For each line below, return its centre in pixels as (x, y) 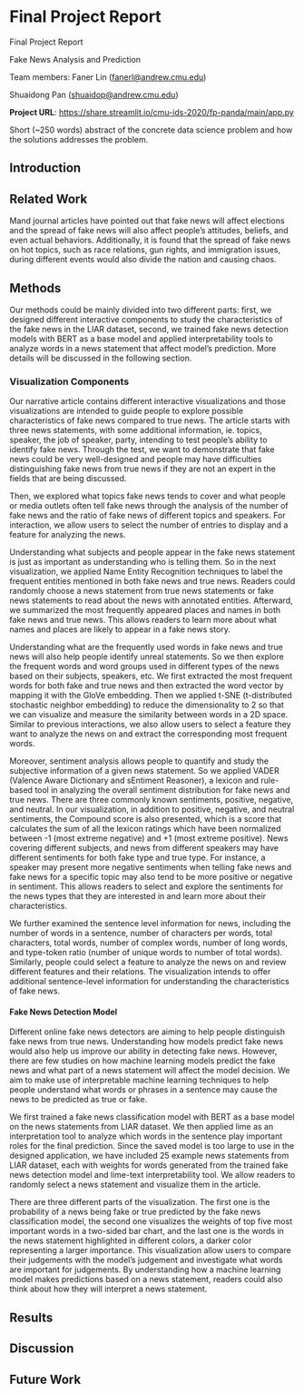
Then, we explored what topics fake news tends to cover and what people (147, 496)
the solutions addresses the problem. (79, 139)
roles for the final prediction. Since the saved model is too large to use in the (152, 1146)
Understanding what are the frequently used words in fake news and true (146, 647)
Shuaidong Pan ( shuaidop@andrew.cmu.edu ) (94, 94)
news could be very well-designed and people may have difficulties (136, 459)
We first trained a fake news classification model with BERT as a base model (152, 1117)
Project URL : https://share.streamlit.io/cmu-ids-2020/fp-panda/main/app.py (152, 112)
